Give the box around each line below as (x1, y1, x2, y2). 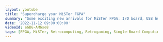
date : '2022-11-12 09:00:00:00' (5, 20, 70, 26)
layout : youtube (5, 7, 38, 12)
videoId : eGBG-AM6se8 (5, 25, 49, 30)
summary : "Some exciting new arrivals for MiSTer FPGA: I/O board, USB (5, 16, 153, 21)
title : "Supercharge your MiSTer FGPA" (5, 12, 86, 16)
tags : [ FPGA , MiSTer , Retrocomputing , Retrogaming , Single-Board (5, 29, 140, 34)
